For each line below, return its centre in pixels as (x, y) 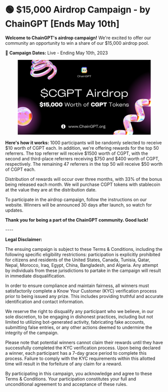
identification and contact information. (45, 302)
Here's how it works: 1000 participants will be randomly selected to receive (83, 143)
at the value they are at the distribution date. (51, 190)
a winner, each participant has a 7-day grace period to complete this (76, 353)
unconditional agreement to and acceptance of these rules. (66, 384)
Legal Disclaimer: (24, 240)
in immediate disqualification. (36, 276)
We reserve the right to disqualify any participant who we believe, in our (79, 312)
